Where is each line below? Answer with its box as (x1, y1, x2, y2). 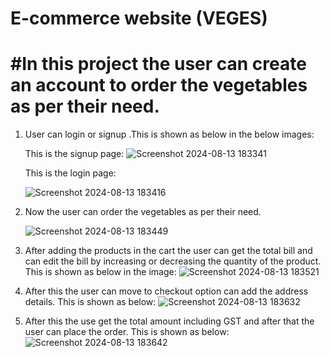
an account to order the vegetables (10, 74, 308, 97)
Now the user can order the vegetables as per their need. (24, 206, 262, 218)
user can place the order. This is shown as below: (24, 326, 230, 338)
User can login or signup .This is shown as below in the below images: (24, 128, 315, 141)
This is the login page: (24, 167, 117, 179)
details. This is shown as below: (24, 296, 157, 308)
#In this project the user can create (10, 53, 307, 76)
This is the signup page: (24, 148, 125, 160)
